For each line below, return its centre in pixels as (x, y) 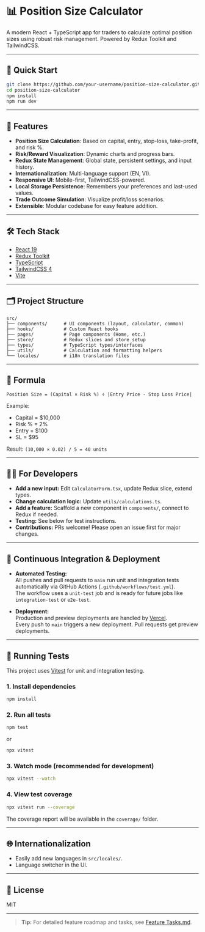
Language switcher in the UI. (51, 865)
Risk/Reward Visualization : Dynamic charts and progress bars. (95, 154)
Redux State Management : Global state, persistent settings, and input (103, 161)
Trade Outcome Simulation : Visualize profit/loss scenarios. (90, 199)
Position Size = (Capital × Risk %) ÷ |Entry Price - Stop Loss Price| (99, 394)
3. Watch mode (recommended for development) (80, 766)
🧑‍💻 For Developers (42, 474)
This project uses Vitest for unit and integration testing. (75, 670)
